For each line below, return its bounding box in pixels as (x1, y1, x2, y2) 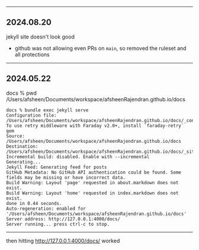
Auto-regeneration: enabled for (6, 206, 86, 211)
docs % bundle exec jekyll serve (6, 107, 89, 113)
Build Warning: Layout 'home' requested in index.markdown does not (6, 190, 179, 196)
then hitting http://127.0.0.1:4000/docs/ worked (6, 237, 120, 244)
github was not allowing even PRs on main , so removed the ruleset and (14, 44, 187, 52)
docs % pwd (6, 89, 37, 97)
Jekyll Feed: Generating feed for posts (6, 164, 108, 170)
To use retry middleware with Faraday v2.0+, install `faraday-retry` (6, 123, 184, 129)
